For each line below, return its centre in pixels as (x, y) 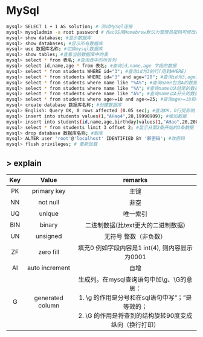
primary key (49, 191)
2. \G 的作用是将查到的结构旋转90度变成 (135, 316)
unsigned (49, 236)
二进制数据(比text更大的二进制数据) (135, 225)
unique (49, 213)
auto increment (49, 268)
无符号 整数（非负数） (135, 237)
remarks (135, 180)
